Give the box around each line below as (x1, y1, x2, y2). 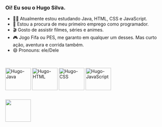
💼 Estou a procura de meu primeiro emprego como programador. (12, 21, 149, 27)
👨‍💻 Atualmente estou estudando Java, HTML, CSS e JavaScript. (12, 16, 148, 22)
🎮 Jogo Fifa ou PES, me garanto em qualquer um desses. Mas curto (12, 35, 157, 41)
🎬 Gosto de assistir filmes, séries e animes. (12, 27, 104, 33)
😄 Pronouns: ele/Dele (12, 47, 59, 54)
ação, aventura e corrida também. (12, 42, 84, 48)
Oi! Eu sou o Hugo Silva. (5, 4, 66, 11)
